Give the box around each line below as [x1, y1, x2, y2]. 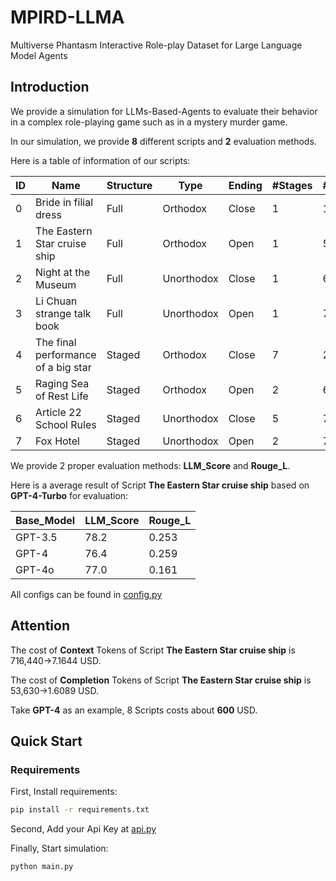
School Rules [35, 417, 97, 431]
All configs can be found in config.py [10, 588, 163, 600]
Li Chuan [35, 294, 78, 308]
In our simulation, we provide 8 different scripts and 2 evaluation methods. [10, 135, 317, 147]
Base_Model [15, 513, 76, 527]
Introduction [10, 79, 90, 96]
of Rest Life [35, 389, 89, 403]
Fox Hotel [35, 434, 80, 448]
